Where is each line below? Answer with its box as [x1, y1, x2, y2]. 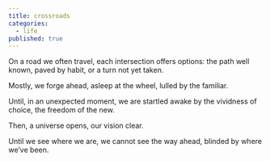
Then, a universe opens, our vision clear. [8, 121, 144, 130]
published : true [8, 34, 63, 43]
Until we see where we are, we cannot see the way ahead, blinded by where [8, 137, 263, 146]
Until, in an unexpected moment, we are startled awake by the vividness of [8, 96, 257, 106]
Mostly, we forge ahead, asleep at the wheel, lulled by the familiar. [8, 81, 229, 91]
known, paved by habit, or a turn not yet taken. [8, 66, 164, 75]
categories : [8, 19, 49, 28]
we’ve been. [8, 145, 49, 155]
